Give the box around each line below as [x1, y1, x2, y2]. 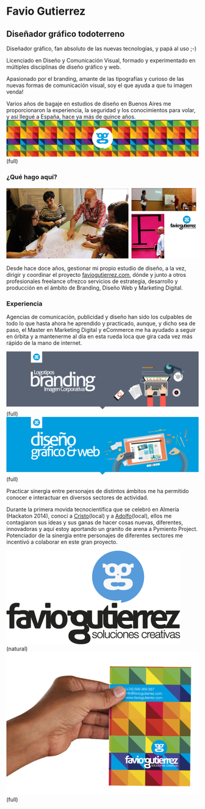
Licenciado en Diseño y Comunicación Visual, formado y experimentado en [6, 57, 196, 64]
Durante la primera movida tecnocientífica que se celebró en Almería [6, 505, 179, 513]
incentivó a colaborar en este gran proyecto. [6, 538, 118, 546]
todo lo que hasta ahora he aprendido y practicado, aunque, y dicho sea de [6, 320, 196, 327]
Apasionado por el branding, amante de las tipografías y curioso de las [6, 75, 184, 82]
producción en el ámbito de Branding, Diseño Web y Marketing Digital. [6, 284, 183, 292]
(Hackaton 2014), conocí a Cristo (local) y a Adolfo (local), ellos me [6, 512, 172, 519]
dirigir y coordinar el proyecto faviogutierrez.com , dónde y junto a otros [6, 271, 186, 279]
